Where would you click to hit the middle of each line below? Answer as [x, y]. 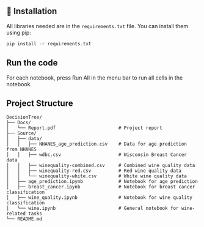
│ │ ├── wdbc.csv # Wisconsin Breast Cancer [97, 155]
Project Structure [40, 103]
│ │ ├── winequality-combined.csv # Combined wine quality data [101, 166]
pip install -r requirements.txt [49, 43]
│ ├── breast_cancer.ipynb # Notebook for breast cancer [101, 187]
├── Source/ [21, 133]
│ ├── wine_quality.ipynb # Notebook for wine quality [99, 198]
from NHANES [21, 150]
